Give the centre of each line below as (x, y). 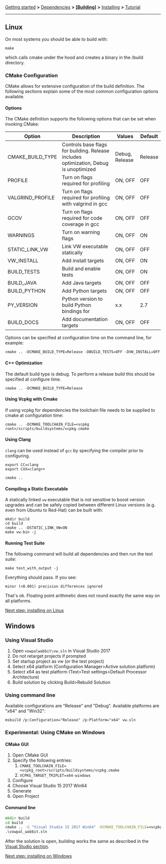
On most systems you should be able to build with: (57, 39)
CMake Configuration (32, 75)
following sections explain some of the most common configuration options (82, 91)
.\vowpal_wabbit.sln (26, 832)
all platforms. (18, 601)
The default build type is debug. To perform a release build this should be (80, 374)
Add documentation (84, 319)
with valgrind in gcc (84, 204)
